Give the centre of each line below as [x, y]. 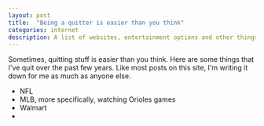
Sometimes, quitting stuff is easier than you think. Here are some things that [131, 59]
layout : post [29, 15]
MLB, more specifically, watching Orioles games [97, 99]
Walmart [33, 108]
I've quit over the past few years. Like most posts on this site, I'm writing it [128, 68]
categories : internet [44, 30]
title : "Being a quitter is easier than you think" [96, 23]
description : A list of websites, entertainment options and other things [133, 37]
